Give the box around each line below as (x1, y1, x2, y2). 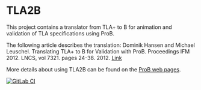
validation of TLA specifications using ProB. (6, 29, 114, 37)
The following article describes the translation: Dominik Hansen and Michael (6, 41, 196, 49)
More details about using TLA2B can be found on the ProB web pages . (6, 65, 182, 73)
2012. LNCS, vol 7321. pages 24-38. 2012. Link (6, 54, 122, 61)
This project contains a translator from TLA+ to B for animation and (6, 23, 173, 31)
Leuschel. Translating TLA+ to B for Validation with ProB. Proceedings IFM (6, 47, 190, 55)
